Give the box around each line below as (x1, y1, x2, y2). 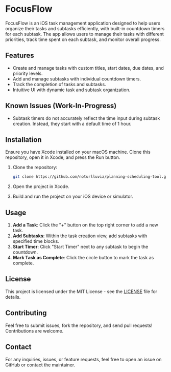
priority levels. (12, 70, 43, 76)
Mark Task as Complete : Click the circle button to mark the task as (12, 255, 154, 261)
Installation (5, 135, 42, 144)
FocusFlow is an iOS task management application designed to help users (5, 20, 161, 26)
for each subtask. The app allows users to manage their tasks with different (5, 31, 164, 37)
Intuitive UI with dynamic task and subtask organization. (12, 87, 131, 93)
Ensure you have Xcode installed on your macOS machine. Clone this (5, 149, 151, 155)
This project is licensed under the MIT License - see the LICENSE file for (5, 288, 157, 295)
